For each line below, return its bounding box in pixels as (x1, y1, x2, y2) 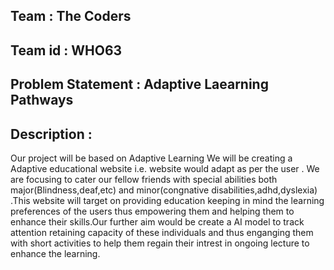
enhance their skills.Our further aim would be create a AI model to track (10, 215, 305, 228)
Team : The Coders (10, 8, 132, 25)
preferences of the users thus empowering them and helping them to (10, 205, 295, 217)
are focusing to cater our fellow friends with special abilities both (10, 173, 278, 185)
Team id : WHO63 (10, 42, 123, 59)
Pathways (10, 92, 74, 109)
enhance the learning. (10, 247, 101, 259)
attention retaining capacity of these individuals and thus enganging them (10, 226, 314, 238)
